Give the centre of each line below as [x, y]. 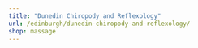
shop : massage [32, 31]
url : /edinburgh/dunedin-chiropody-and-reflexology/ [99, 24]
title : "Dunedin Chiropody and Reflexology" [85, 16]
